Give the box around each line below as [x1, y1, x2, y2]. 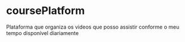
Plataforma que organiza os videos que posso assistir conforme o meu [6, 23, 180, 30]
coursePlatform [6, 4, 85, 17]
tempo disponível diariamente [6, 29, 79, 36]
